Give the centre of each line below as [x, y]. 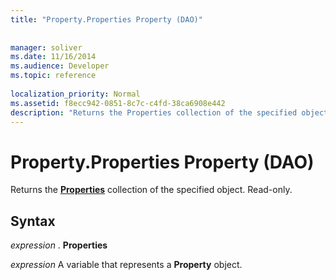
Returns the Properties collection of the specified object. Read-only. [151, 190]
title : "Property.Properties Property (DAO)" [106, 19]
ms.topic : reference [53, 76]
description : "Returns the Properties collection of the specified [154, 112]
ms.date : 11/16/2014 [53, 57]
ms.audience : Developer [60, 66]
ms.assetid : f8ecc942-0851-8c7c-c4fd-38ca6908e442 [118, 103]
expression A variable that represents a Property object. [126, 265]
